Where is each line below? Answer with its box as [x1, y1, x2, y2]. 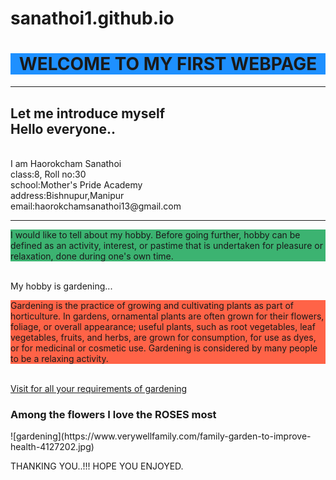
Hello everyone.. [10, 120, 116, 137]
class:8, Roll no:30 [10, 168, 87, 180]
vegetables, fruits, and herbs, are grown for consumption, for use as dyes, [10, 331, 317, 343]
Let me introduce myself [10, 105, 165, 122]
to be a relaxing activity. [10, 352, 109, 364]
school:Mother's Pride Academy [10, 178, 143, 191]
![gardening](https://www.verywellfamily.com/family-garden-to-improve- [10, 430, 312, 442]
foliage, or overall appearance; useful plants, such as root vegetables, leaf [10, 320, 316, 332]
